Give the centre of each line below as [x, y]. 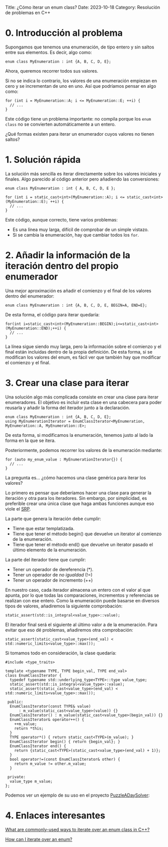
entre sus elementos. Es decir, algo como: [49, 52]
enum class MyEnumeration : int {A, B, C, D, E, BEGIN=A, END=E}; [76, 305]
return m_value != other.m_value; [50, 764]
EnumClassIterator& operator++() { [47, 719]
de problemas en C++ [28, 13]
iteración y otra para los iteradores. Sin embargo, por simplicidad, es [76, 498]
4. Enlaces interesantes [55, 815]
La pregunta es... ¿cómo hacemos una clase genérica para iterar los [76, 477]
